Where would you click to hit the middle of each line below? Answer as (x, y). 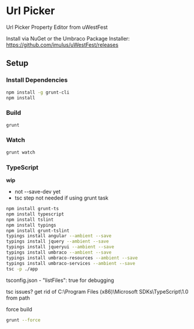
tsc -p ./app (22, 269)
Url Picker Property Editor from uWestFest (57, 27)
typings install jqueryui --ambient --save (60, 247)
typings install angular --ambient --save (59, 236)
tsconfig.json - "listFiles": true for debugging (60, 280)
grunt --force (24, 320)
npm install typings (31, 225)
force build (19, 309)
